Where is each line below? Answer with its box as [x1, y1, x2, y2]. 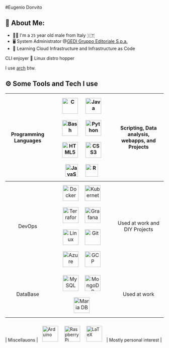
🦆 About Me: [5, 19, 45, 27]
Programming [11, 130, 45, 137]
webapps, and [121, 137, 156, 144]
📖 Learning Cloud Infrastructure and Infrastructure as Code [12, 45, 135, 51]
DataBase [16, 291, 39, 298]
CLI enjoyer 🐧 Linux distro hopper [5, 55, 74, 61]
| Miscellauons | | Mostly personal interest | [5, 337, 162, 343]
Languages [14, 137, 42, 144]
